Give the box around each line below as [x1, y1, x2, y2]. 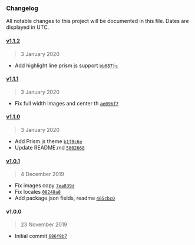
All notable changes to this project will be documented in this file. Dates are [6, 18, 190, 25]
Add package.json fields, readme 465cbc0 [14, 194, 115, 201]
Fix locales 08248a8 [14, 188, 61, 196]
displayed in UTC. [6, 24, 49, 31]
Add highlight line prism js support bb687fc [14, 62, 118, 69]
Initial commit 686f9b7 [14, 233, 68, 240]
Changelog [6, 4, 38, 12]
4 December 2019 [20, 171, 65, 178]
